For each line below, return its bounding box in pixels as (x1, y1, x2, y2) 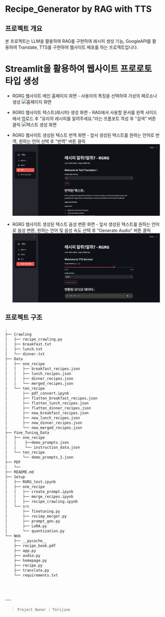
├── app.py (14, 548, 36, 554)
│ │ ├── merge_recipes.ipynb (5, 494, 74, 499)
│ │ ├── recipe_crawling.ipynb (5, 499, 78, 504)
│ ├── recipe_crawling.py (5, 337, 63, 342)
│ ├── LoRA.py (5, 524, 48, 529)
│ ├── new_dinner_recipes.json (5, 420, 82, 426)
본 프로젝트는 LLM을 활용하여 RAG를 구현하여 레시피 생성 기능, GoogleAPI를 (5, 38, 151, 44)
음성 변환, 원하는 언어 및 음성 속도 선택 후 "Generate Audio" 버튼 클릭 (17, 228, 151, 234)
